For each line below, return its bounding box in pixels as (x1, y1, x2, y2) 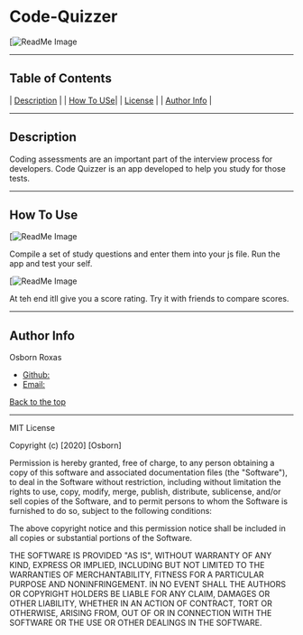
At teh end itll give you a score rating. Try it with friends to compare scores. (9, 294, 289, 304)
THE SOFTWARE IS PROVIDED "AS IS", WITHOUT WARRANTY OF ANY (9, 550, 272, 561)
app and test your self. (9, 258, 93, 269)
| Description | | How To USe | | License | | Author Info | (9, 95, 212, 106)
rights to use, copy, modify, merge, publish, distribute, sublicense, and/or (9, 486, 281, 498)
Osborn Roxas (9, 352, 62, 363)
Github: (22, 369, 50, 380)
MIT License (9, 423, 56, 434)
